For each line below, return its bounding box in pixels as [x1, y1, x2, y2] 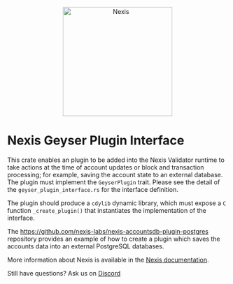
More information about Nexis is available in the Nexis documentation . [7, 255, 209, 264]
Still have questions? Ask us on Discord [7, 269, 121, 277]
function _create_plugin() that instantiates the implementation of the [7, 206, 206, 214]
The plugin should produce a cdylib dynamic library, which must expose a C [7, 199, 226, 207]
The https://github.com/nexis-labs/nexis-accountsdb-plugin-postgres [7, 227, 209, 235]
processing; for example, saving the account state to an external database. [7, 170, 223, 179]
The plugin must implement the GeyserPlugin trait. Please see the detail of [7, 178, 220, 186]
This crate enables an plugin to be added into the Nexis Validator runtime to [7, 156, 225, 164]
